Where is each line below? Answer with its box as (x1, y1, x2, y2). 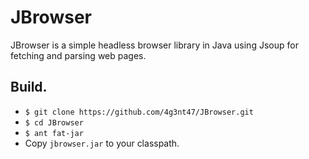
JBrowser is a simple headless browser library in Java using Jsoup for (10, 39, 299, 51)
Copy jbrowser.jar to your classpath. (24, 137, 180, 149)
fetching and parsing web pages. (10, 49, 147, 61)
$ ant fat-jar (24, 128, 84, 138)
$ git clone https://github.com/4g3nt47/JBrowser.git (24, 107, 254, 117)
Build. (10, 79, 48, 96)
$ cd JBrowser (24, 117, 84, 128)
